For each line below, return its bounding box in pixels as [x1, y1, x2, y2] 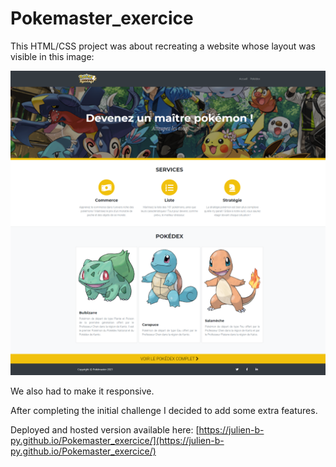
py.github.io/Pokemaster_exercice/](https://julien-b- [10, 435, 225, 447]
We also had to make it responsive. [10, 385, 155, 397]
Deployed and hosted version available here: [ [10, 424, 200, 436]
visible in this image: [10, 50, 95, 62]
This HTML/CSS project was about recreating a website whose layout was [10, 40, 316, 52]
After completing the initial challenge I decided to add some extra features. [10, 405, 318, 417]
